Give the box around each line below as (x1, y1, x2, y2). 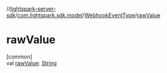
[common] (6, 53, 32, 60)
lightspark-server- (10, 5, 56, 12)
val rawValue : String (6, 59, 57, 66)
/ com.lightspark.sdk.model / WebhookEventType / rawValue (15, 12, 161, 19)
